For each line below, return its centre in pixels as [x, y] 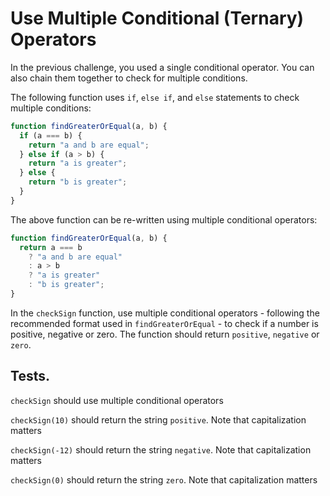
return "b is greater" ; [78, 182]
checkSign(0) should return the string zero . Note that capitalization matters [164, 479]
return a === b [51, 247]
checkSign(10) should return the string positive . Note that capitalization [158, 419]
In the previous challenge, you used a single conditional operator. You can [162, 67]
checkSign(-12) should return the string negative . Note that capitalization [161, 449]
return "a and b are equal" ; [89, 145]
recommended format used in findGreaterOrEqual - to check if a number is [164, 323]
